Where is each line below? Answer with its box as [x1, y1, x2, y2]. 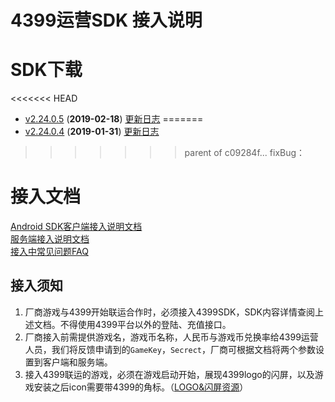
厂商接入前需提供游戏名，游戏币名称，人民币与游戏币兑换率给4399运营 [24, 331, 319, 343]
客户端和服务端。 [42, 356, 113, 368]
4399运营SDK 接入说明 [10, 9, 203, 32]
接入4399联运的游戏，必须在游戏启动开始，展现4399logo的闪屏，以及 [24, 368, 315, 380]
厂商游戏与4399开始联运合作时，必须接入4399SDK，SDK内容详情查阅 [24, 306, 315, 318]
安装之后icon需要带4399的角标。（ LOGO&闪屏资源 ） [33, 381, 249, 393]
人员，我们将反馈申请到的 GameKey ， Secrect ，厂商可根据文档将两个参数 [24, 343, 317, 355]
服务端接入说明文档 [10, 233, 90, 245]
